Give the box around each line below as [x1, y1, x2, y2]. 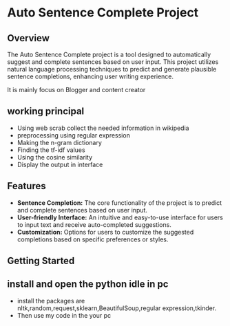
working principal [7, 105, 85, 118]
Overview [7, 32, 50, 44]
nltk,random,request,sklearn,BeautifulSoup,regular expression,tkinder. [17, 304, 217, 312]
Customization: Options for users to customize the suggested [17, 228, 194, 236]
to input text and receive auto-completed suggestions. [17, 220, 172, 228]
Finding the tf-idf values [17, 146, 85, 154]
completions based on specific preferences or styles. [17, 235, 169, 243]
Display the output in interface [17, 160, 103, 169]
